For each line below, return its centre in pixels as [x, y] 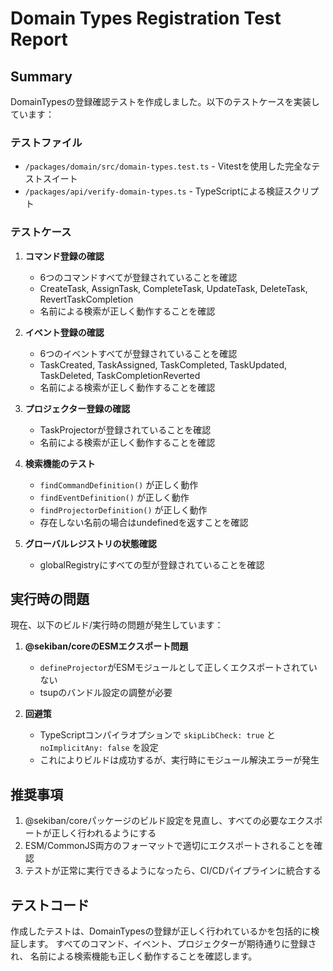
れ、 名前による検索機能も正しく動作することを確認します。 [134, 956]
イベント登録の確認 [64, 332]
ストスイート [51, 179]
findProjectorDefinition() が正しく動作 [123, 509]
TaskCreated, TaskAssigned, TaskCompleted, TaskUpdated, [163, 364]
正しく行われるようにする [104, 833]
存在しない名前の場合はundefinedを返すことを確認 [144, 522]
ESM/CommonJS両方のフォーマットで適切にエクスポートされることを [169, 846]
